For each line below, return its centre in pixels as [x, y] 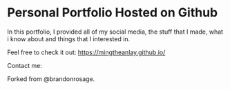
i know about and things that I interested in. [69, 38]
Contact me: [25, 65]
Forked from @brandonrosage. [51, 79]
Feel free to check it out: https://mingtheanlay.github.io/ [86, 52]
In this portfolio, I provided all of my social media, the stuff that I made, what [115, 32]
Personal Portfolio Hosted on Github [113, 13]
